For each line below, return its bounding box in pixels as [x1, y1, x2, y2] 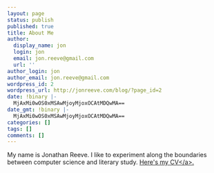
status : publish [7, 17, 54, 23]
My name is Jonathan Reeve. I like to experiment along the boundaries [7, 151, 207, 159]
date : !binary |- [7, 94, 57, 101]
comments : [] [7, 132, 45, 139]
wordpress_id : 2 [7, 81, 54, 88]
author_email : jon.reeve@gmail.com [7, 74, 110, 81]
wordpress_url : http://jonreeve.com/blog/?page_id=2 [7, 87, 162, 94]
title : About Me [7, 29, 54, 37]
